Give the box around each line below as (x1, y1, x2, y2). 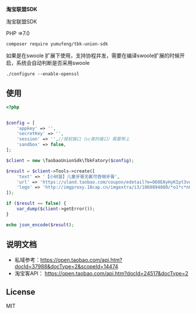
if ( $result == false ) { (6, 201, 66, 206)
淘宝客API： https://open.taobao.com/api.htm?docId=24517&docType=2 (14, 270, 188, 277)
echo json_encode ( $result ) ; (6, 222, 75, 227)
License (6, 287, 36, 297)
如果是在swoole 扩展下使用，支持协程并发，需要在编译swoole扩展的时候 (6, 52, 180, 59)
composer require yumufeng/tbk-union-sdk (6, 41, 108, 47)
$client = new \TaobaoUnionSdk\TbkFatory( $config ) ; (6, 157, 134, 163)
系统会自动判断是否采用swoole (16, 60, 90, 66)
